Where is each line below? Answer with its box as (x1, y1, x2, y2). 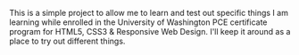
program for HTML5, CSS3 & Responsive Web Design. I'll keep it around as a (9, 27, 291, 36)
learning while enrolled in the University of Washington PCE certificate (9, 17, 268, 27)
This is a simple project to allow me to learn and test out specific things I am (9, 8, 288, 18)
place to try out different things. (9, 35, 126, 46)
